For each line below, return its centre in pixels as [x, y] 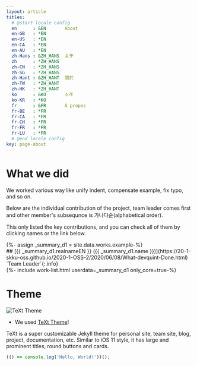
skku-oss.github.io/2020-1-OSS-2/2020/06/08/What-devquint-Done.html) [97, 257]
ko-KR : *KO [29, 100]
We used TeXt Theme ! [42, 322]
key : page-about [26, 144]
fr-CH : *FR [29, 122]
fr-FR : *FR [29, 128]
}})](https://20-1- [170, 251]
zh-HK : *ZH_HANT [36, 89]
